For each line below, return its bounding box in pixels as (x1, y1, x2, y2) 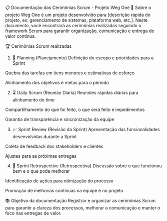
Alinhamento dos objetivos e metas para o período (5, 80, 109, 85)
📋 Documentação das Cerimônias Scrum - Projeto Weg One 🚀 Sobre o (5, 5, 151, 11)
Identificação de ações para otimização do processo (5, 178, 113, 184)
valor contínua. (5, 33, 36, 39)
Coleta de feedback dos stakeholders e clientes (5, 143, 103, 149)
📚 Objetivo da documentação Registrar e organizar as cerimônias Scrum (5, 198, 156, 203)
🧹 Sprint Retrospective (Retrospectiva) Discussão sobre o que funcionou (12, 163, 162, 169)
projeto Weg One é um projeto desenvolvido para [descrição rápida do (5, 12, 151, 18)
